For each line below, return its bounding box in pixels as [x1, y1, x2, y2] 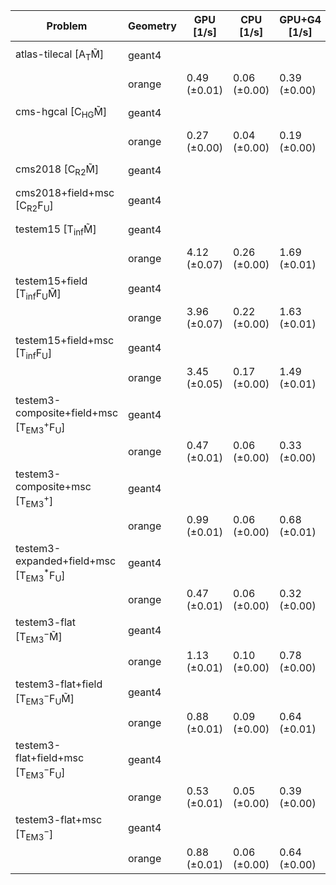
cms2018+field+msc [15, 186, 115, 199]
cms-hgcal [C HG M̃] [15, 105, 108, 121]
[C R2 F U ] [15, 199, 54, 214]
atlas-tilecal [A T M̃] [15, 47, 105, 63]
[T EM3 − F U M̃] [15, 689, 75, 708]
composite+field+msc [15, 405, 119, 419]
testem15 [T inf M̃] [15, 222, 97, 238]
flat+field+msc [15, 751, 85, 765]
